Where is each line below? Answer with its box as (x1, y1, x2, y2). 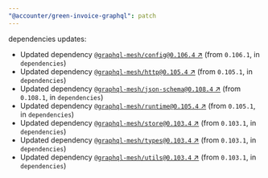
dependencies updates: (8, 34, 87, 43)
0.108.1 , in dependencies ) (19, 92, 104, 101)
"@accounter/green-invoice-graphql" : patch (8, 11, 157, 20)
